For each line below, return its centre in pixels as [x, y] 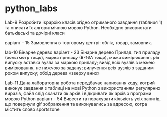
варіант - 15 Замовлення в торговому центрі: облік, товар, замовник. [79, 42]
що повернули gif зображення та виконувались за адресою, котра [76, 104]
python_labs [32, 9]
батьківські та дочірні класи [35, 33]
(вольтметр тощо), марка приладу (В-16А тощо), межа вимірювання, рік [82, 57]
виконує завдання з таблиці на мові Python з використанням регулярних [83, 88]
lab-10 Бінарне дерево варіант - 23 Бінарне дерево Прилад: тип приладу [83, 52]
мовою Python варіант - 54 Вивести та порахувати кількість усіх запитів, [83, 98]
